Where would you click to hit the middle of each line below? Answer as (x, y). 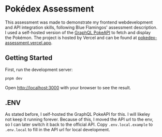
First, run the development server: (39, 69)
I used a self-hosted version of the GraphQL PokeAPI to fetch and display (78, 32)
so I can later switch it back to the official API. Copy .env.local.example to (79, 124)
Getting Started (29, 58)
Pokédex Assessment (50, 9)
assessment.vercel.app (28, 42)
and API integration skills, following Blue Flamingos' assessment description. (81, 27)
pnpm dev (14, 78)
